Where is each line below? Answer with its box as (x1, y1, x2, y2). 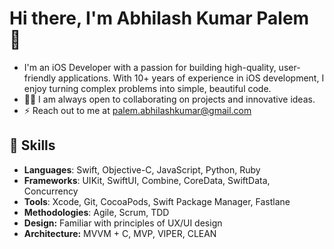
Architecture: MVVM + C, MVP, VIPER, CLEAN (23, 227, 217, 239)
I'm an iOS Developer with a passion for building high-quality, (23, 61, 277, 73)
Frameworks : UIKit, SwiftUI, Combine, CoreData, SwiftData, (23, 174, 271, 186)
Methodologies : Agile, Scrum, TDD (23, 206, 170, 218)
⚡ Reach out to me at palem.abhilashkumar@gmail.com (23, 104, 252, 116)
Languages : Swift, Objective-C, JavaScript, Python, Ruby (23, 163, 261, 176)
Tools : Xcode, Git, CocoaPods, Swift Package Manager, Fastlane (23, 195, 291, 207)
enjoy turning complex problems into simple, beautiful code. (23, 82, 272, 94)
